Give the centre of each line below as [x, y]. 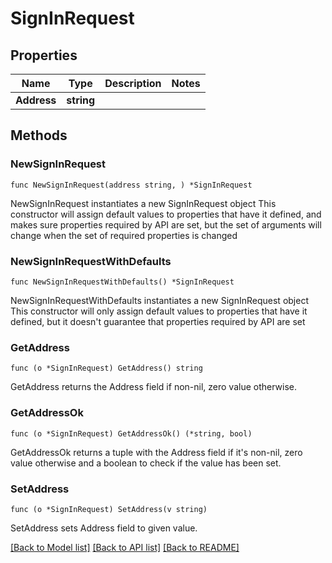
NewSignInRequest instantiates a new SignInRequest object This [143, 203]
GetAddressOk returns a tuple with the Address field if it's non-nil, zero [156, 452]
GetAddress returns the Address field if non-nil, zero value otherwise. [154, 387]
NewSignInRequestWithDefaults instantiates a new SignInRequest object [159, 300]
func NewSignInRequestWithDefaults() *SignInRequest [122, 282]
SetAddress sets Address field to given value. [104, 528]
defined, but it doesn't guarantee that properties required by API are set [158, 321]
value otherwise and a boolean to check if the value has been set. [146, 463]
